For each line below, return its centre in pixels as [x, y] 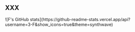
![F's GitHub [17, 19]
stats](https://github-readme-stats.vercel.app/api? [80, 19]
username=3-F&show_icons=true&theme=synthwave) [59, 24]
